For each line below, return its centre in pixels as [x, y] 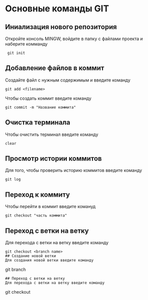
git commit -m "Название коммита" [41, 107]
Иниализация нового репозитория [61, 27]
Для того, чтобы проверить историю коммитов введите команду [74, 171]
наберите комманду [26, 44]
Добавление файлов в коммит [55, 68]
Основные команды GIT [57, 9]
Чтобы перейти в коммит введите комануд [50, 207]
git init [16, 53]
